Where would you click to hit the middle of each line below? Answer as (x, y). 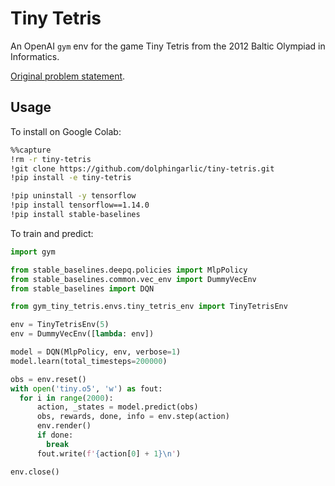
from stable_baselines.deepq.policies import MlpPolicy (129, 270)
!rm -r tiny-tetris (51, 159)
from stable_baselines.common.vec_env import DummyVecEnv (133, 279)
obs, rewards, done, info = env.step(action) (133, 417)
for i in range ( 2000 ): (66, 398)
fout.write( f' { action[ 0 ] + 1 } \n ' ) (109, 453)
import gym (33, 252)
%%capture (31, 150)
